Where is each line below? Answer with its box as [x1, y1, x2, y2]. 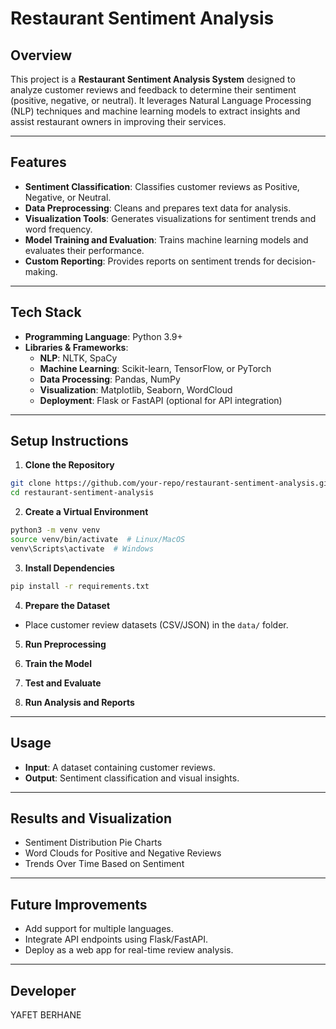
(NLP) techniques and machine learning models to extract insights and [10, 105, 301, 117]
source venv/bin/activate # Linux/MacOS [10, 535, 186, 545]
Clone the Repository [24, 459, 115, 471]
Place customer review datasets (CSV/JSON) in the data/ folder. [24, 618, 289, 631]
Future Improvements [10, 896, 148, 913]
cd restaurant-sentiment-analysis [10, 488, 155, 498]
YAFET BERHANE [10, 1008, 82, 1021]
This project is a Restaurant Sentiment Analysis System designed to [10, 73, 296, 85]
